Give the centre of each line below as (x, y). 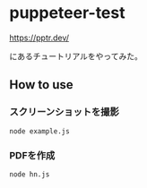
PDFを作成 (32, 155)
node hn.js (30, 174)
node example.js (39, 131)
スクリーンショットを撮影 (64, 112)
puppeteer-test (67, 13)
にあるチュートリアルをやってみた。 (76, 56)
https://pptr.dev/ (39, 38)
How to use (41, 85)
